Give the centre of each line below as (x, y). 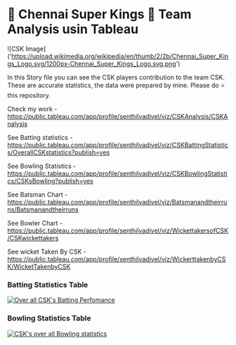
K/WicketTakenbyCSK (39, 266)
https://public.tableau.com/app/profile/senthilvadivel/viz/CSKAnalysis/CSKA (118, 116)
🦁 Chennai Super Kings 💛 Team (99, 14)
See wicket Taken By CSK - (47, 252)
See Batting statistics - (40, 137)
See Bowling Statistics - (42, 166)
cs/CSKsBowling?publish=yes (50, 181)
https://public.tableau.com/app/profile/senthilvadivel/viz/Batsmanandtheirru (117, 202)
